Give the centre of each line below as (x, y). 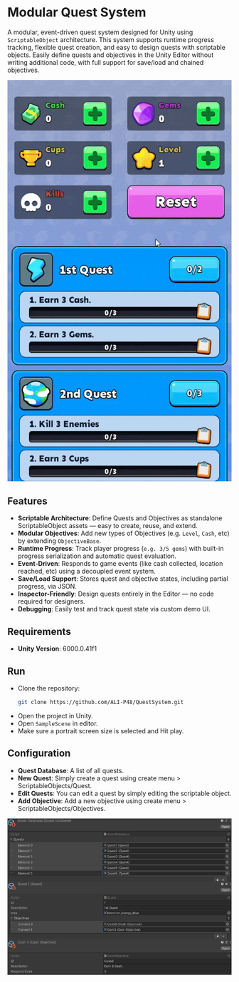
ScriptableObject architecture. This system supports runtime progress (111, 39)
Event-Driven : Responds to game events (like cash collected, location (120, 564)
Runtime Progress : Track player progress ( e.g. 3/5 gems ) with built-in (121, 549)
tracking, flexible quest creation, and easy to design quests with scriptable (117, 47)
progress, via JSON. (47, 586)
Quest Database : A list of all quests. (71, 770)
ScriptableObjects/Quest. (55, 785)
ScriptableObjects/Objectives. (62, 808)
